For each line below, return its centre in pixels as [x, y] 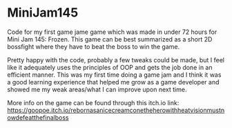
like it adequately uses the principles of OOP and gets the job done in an [110, 67]
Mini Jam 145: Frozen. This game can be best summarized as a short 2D [110, 39]
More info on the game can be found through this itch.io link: [93, 102]
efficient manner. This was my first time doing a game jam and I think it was [114, 75]
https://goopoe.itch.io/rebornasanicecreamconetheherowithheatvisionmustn [116, 110]
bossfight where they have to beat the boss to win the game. [94, 46]
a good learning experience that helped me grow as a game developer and [113, 82]
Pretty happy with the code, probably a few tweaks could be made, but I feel [116, 60]
